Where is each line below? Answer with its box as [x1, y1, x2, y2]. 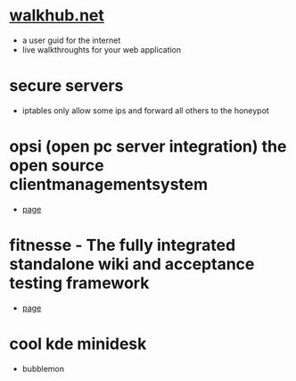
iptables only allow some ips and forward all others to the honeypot [21, 104, 269, 116]
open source [9, 155, 104, 176]
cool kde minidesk [9, 334, 147, 353]
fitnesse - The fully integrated [9, 236, 236, 255]
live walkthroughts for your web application [21, 44, 182, 54]
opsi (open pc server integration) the [9, 137, 287, 157]
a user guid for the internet [21, 35, 121, 46]
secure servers [9, 76, 124, 96]
